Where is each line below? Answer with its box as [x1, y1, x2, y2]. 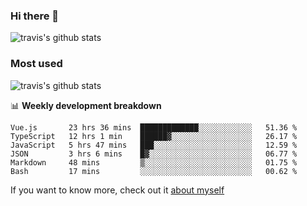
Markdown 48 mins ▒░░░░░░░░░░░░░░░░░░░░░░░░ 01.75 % [10, 157, 298, 168]
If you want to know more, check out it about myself [10, 184, 225, 196]
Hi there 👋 [10, 9, 60, 23]
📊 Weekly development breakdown [10, 99, 162, 111]
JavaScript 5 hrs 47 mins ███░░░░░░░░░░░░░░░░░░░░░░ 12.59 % [10, 140, 298, 150]
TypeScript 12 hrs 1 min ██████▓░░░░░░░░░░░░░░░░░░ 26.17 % [10, 131, 298, 141]
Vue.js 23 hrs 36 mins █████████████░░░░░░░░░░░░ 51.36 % [10, 122, 298, 133]
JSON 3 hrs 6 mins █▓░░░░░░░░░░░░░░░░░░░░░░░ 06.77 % [10, 149, 298, 159]
